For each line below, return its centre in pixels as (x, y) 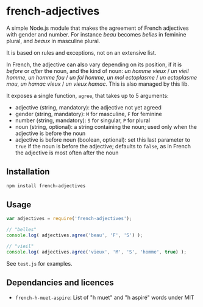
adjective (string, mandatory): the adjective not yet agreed (88, 107)
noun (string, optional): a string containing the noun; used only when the (106, 126)
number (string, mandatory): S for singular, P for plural (83, 120)
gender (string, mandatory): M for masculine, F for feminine (89, 114)
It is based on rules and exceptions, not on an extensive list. (81, 52)
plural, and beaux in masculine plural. (53, 41)
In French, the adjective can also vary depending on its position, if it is (94, 64)
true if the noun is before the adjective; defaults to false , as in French (103, 146)
